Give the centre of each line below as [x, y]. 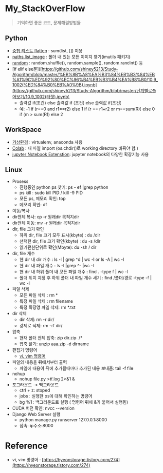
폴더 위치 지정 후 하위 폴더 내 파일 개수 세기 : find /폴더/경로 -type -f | [85, 278]
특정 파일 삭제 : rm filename [46, 301]
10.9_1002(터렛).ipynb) [47, 97]
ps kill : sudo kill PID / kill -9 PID [51, 193]
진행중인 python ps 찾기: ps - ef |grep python [64, 187]
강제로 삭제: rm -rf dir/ [41, 326]
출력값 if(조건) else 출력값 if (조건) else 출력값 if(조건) [70, 102]
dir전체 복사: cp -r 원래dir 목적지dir [45, 217]
